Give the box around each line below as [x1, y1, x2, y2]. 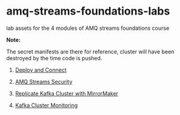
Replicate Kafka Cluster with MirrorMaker [15, 89, 119, 97]
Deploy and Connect [15, 66, 67, 74]
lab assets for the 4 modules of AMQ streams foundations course [6, 24, 170, 32]
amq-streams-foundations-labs [6, 4, 170, 18]
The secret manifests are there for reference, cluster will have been [6, 47, 175, 55]
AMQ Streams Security [15, 78, 73, 85]
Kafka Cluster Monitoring [15, 102, 78, 109]
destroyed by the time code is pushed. [6, 54, 102, 61]
